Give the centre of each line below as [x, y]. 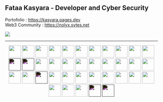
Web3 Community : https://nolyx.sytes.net [47, 25]
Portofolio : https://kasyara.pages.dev [43, 19]
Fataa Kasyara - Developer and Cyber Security [77, 8]
